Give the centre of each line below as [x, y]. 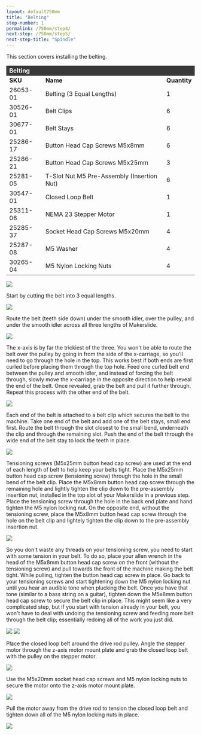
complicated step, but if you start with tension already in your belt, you [93, 607]
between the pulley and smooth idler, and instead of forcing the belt [90, 373]
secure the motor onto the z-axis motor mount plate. [71, 685]
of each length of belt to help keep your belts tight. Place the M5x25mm [95, 470]
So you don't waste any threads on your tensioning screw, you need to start [99, 549]
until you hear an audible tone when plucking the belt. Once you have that [97, 588]
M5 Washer [61, 249]
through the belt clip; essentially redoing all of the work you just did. [90, 619]
